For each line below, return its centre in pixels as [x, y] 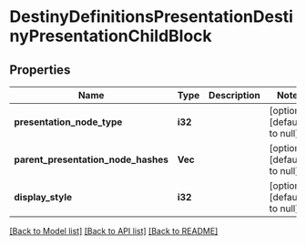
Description [235, 95]
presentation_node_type [68, 122]
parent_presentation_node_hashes [91, 159]
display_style [43, 197]
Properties [40, 70]
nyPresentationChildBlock [111, 36]
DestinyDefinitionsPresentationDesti [152, 17]
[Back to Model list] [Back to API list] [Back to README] [114, 231]
